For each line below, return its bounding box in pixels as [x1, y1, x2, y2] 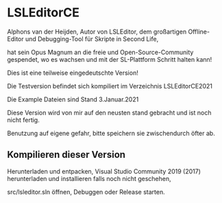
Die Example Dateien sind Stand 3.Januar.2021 [7, 95, 139, 104]
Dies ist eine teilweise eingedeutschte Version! [7, 69, 138, 77]
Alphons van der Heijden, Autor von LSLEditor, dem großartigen [7, 27, 187, 36]
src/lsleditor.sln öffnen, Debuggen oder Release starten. [7, 187, 166, 196]
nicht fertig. [7, 115, 40, 124]
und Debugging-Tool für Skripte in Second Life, [25, 34, 159, 43]
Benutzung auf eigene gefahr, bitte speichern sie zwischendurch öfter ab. [7, 129, 216, 137]
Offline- [188, 27, 210, 36]
